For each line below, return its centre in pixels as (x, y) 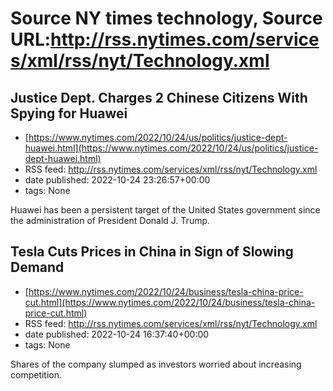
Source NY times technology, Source (166, 18)
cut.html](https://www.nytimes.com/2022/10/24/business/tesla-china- (170, 302)
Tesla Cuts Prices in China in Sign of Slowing (152, 252)
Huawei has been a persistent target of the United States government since (165, 210)
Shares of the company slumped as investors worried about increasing (156, 364)
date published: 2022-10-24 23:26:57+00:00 (117, 180)
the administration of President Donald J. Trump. (110, 220)
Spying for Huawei (69, 113)
